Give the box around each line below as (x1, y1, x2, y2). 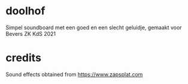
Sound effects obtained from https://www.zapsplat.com (5, 70, 143, 78)
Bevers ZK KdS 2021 (5, 30, 56, 37)
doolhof (5, 4, 46, 18)
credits (5, 51, 41, 65)
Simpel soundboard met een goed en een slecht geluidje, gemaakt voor (5, 24, 182, 31)
